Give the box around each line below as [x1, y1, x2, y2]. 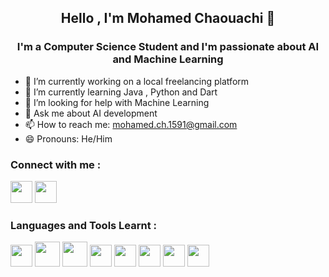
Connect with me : [10, 157, 102, 171]
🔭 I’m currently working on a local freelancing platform [24, 75, 250, 87]
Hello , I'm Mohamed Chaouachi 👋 [60, 10, 276, 27]
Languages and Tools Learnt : [10, 218, 158, 232]
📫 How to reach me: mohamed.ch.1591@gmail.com [24, 118, 238, 130]
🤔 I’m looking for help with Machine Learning [24, 96, 210, 108]
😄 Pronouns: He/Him [24, 132, 113, 145]
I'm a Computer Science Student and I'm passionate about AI [16, 40, 320, 54]
